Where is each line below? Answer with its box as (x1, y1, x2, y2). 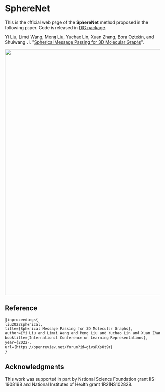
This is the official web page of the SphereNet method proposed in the (5, 19, 149, 25)
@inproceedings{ (5, 317, 38, 322)
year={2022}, (5, 340, 32, 345)
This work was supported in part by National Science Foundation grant (5, 376, 148, 382)
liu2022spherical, (5, 322, 43, 327)
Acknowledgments (5, 363, 65, 371)
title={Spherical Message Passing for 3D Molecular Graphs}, (5, 326, 133, 331)
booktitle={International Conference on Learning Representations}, (5, 335, 148, 340)
